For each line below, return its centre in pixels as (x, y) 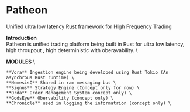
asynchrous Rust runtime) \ (40, 77)
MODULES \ (20, 62)
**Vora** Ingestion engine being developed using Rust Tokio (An (87, 72)
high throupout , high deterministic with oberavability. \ (72, 50)
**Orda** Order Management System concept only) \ (69, 93)
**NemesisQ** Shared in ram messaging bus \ (61, 83)
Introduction (21, 38)
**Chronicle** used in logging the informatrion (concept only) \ (89, 103)
